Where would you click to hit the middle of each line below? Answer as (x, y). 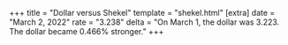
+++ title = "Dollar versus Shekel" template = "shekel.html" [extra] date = (142, 13)
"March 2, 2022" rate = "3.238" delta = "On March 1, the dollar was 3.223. (144, 22)
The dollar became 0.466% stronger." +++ (87, 31)
